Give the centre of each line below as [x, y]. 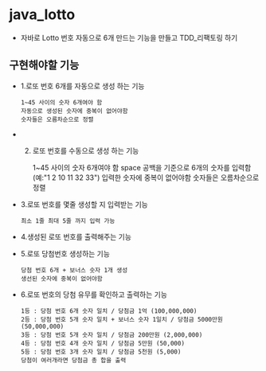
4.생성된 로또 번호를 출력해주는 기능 [76, 236]
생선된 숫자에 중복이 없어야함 [61, 279]
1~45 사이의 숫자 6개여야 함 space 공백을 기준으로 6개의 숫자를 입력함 [142, 167]
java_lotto [42, 15]
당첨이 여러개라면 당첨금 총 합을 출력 [73, 360]
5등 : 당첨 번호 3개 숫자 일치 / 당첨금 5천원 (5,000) [101, 352]
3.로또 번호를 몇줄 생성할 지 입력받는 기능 [84, 204]
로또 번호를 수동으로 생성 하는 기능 [86, 150]
